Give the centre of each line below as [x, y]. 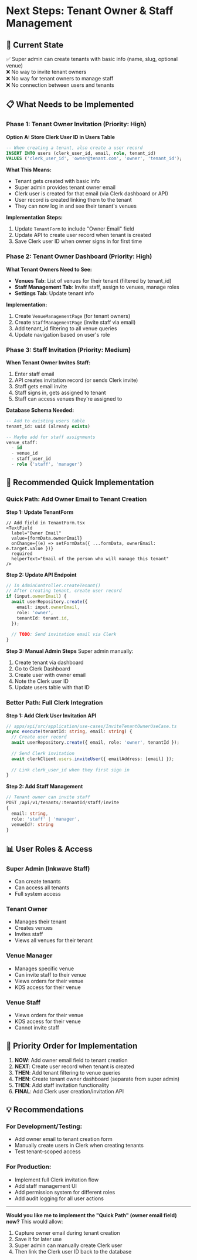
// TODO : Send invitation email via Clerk [64, 635]
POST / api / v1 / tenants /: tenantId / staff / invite [62, 803]
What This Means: [29, 170]
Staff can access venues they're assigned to [68, 399]
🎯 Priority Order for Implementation [72, 1046]
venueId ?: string [33, 824]
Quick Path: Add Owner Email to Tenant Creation [77, 499]
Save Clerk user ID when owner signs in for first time [78, 241]
